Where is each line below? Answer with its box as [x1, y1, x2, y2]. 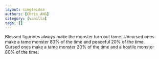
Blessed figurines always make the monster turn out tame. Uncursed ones [5, 34, 155, 40]
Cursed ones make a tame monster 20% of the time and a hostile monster [5, 44, 154, 50]
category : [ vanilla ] [5, 16, 47, 21]
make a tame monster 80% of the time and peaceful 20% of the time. [5, 39, 145, 45]
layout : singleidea [5, 7, 45, 12]
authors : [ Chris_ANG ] [5, 12, 49, 16]
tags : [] [5, 20, 23, 26]
